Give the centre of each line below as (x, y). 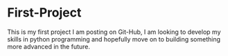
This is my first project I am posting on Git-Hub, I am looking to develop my (114, 32)
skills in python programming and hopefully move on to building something (114, 39)
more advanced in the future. (49, 46)
